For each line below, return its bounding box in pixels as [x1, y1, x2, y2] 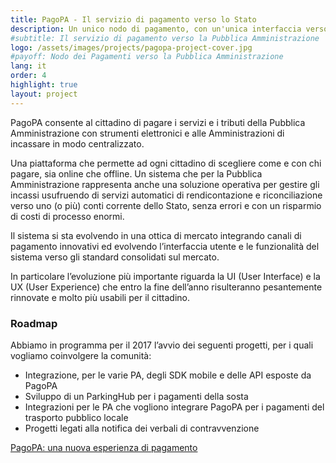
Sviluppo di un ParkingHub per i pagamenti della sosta [24, 390, 249, 402]
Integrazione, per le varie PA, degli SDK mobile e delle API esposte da [24, 369, 312, 381]
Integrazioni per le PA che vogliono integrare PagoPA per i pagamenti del [24, 401, 325, 413]
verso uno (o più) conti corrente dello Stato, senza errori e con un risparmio [10, 199, 322, 211]
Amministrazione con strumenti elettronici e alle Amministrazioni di [10, 127, 285, 139]
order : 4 [10, 71, 47, 81]
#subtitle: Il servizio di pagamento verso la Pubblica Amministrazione [10, 33, 320, 43]
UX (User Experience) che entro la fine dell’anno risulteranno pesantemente [10, 281, 323, 293]
